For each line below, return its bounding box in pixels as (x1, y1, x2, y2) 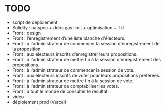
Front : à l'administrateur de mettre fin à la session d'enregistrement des (12, 56, 161, 62)
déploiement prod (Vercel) (12, 99, 67, 105)
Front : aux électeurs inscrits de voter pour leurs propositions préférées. (12, 72, 161, 78)
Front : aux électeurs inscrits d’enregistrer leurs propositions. (12, 51, 138, 57)
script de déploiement (12, 19, 58, 25)
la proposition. (12, 46, 42, 52)
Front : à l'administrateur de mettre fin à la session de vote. (12, 78, 134, 84)
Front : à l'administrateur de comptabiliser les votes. (12, 83, 119, 89)
